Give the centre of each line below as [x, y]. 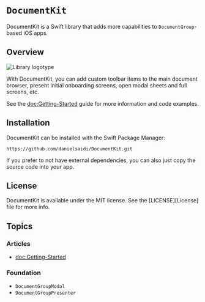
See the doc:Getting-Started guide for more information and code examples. [102, 103]
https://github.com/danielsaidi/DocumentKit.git [69, 149]
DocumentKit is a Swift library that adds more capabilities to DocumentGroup [100, 26]
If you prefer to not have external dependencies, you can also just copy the [101, 160]
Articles [18, 243]
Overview [25, 52]
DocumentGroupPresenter [46, 293]
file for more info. [28, 207]
